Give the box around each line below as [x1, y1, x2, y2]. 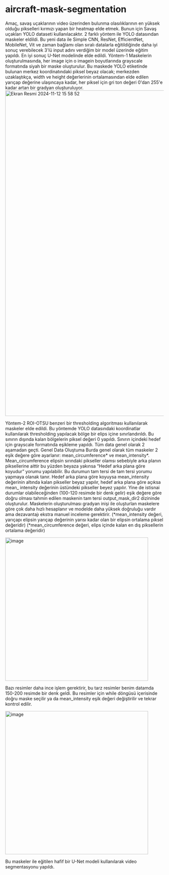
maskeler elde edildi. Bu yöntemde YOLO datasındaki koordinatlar [5, 425, 141, 431]
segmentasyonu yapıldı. [5, 863, 55, 869]
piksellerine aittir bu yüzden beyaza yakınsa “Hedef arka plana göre [5, 463, 146, 469]
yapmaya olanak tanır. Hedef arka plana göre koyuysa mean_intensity [5, 474, 149, 480]
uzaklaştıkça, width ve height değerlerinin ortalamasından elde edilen [5, 74, 149, 80]
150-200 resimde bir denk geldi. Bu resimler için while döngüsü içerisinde [5, 690, 157, 696]
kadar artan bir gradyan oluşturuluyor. [5, 84, 84, 90]
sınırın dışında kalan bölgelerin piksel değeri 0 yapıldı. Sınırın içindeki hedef [5, 436, 161, 442]
